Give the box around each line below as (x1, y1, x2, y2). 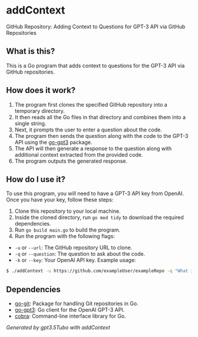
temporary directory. (14, 107, 65, 114)
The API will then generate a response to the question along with (14, 145, 172, 152)
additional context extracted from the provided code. (14, 151, 143, 158)
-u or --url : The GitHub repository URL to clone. (14, 244, 133, 251)
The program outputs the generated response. (14, 157, 128, 164)
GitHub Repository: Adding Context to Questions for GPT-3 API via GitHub (6, 23, 186, 30)
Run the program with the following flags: (14, 233, 115, 240)
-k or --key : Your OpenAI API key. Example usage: (14, 257, 137, 264)
